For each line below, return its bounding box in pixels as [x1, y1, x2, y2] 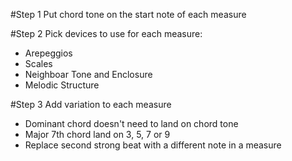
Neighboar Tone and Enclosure [24, 69, 153, 80]
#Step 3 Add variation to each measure [10, 99, 172, 110]
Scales [24, 58, 53, 69]
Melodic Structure [24, 79, 100, 91]
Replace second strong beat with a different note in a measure [24, 139, 282, 151]
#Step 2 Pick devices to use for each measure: [10, 28, 203, 39]
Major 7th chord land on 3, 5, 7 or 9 [24, 129, 171, 140]
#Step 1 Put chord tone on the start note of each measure [10, 9, 247, 20]
